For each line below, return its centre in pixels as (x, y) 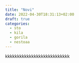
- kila (16, 33)
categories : (17, 24)
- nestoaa (20, 42)
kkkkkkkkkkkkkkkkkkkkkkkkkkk (38, 56)
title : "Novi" (20, 10)
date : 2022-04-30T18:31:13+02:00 (40, 14)
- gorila (19, 38)
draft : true (17, 19)
